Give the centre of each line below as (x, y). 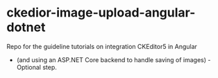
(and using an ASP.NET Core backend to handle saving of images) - (114, 59)
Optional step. (36, 67)
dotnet (26, 27)
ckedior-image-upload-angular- (101, 13)
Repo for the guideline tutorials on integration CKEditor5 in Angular (102, 46)
